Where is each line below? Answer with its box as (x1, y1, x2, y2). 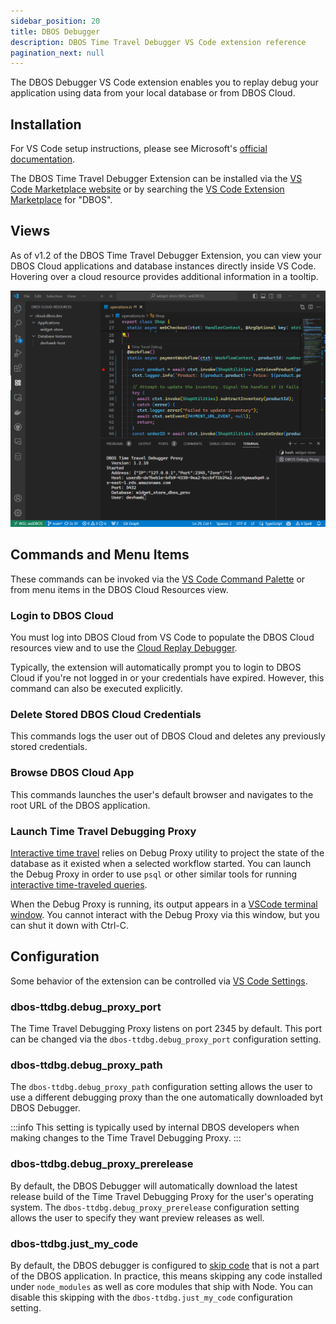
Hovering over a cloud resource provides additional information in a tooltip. (10, 270, 319, 282)
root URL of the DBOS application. (10, 799, 151, 811)
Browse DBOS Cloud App (10, 766, 135, 780)
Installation (10, 116, 82, 133)
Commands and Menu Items (10, 546, 190, 564)
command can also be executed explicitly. (10, 682, 183, 694)
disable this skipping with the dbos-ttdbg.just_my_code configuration (10, 1291, 293, 1303)
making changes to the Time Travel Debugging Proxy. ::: (10, 1132, 242, 1144)
